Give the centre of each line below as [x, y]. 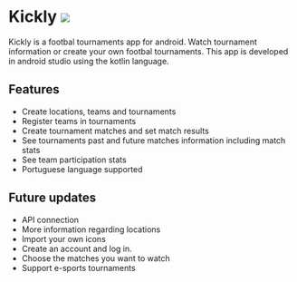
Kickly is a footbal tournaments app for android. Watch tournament [133, 42]
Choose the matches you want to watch [96, 258]
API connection [50, 219]
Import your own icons [63, 238]
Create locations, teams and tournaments [99, 112]
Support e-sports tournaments [79, 267]
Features [34, 89]
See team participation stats [74, 160]
